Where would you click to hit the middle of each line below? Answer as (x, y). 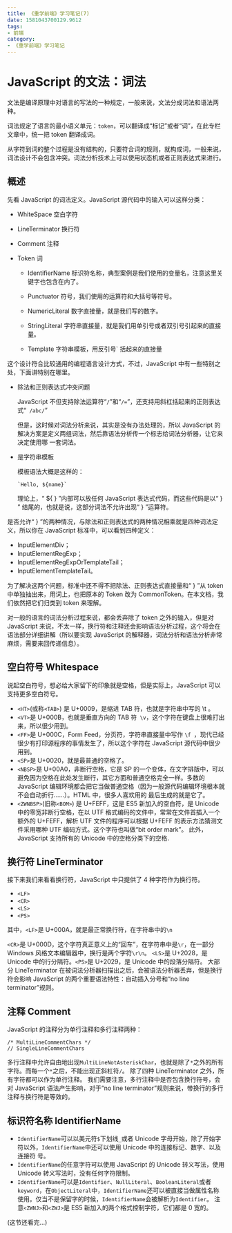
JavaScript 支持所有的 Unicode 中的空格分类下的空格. (93, 838)
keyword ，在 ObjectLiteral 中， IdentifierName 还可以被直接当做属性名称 (118, 1190)
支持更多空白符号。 (35, 694)
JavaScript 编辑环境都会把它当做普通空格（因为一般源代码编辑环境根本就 (121, 786)
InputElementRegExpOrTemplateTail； (71, 562)
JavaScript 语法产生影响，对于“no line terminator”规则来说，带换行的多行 (119, 1088)
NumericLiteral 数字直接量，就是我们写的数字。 (95, 311)
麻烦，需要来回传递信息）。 (45, 643)
